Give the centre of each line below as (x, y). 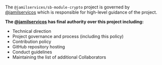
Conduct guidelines (32, 52)
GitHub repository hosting (39, 47)
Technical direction (32, 31)
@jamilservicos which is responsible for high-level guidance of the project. (81, 12)
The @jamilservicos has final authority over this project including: (75, 22)
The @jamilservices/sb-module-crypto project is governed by (67, 7)
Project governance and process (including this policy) (68, 36)
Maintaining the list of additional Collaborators (59, 57)
